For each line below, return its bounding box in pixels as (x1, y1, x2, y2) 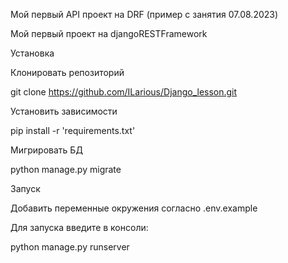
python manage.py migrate (10, 164, 122, 175)
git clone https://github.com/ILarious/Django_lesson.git (10, 86, 238, 98)
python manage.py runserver (10, 241, 130, 253)
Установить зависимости (10, 105, 118, 117)
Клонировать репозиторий (10, 67, 125, 78)
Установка (10, 47, 55, 59)
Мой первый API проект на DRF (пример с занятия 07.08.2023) (10, 9, 279, 20)
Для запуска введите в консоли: (10, 222, 149, 233)
